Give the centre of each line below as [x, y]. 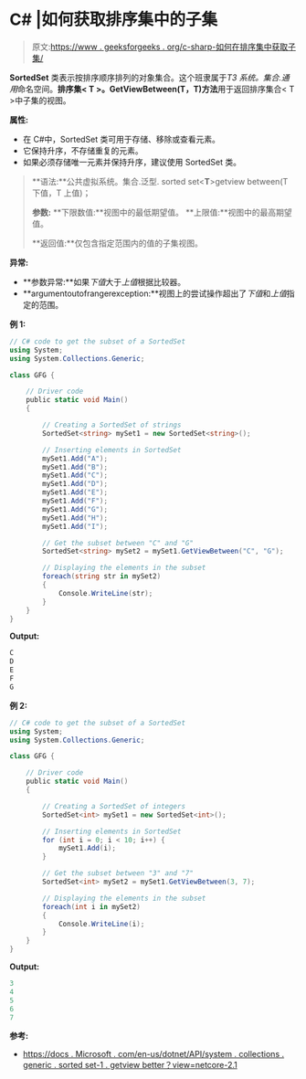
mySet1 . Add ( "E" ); [75, 492]
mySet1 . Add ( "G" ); [75, 509]
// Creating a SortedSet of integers [114, 806]
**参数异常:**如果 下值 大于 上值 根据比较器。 [104, 281]
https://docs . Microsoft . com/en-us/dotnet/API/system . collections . [153, 1054]
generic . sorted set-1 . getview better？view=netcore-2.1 [130, 1065]
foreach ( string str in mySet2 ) [102, 577]
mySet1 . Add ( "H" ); [75, 518]
